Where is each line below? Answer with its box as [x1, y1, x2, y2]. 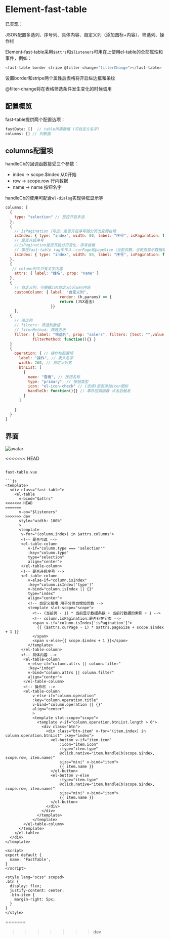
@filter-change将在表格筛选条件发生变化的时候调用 [5, 86, 112, 92]
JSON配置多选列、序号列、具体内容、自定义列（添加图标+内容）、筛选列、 [5, 31, 160, 37]
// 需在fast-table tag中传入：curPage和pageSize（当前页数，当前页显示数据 [14, 247, 162, 252]
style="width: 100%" [18, 519, 62, 524]
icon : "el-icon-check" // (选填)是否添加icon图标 [27, 383, 129, 389]
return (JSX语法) [59, 299, 95, 304]
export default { [5, 852, 42, 858]
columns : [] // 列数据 [5, 131, 51, 136]
